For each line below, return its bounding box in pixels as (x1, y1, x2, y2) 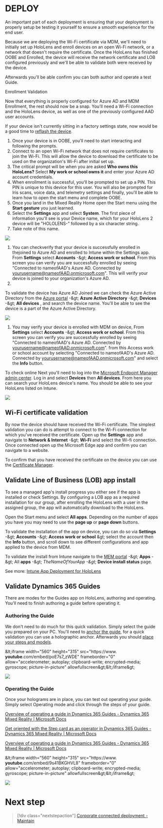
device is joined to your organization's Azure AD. (12, 275, 110, 281)
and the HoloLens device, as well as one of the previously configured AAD (5, 108, 154, 114)
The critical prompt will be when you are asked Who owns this (12, 164, 138, 169)
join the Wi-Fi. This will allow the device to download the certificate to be (12, 153, 158, 159)
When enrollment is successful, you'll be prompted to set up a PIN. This (12, 179, 156, 185)
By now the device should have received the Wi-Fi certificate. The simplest (5, 421, 156, 427)
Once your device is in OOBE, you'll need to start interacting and (12, 137, 142, 144)
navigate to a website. (5, 447, 50, 453)
